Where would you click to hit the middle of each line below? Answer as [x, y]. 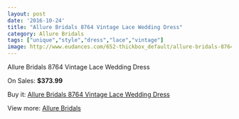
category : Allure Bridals [46, 34]
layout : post [27, 14]
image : [17, 47]
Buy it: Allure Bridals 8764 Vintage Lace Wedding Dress [89, 94]
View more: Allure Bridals [44, 108]
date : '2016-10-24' [36, 21]
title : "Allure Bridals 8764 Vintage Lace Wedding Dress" [95, 27]
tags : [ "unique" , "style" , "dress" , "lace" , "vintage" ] [85, 40]
